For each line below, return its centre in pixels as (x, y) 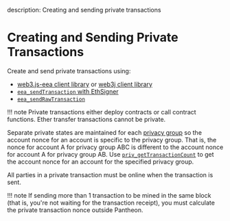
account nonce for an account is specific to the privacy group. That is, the (112, 140)
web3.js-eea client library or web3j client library (85, 84)
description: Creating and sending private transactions (84, 10)
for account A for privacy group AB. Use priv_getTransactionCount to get (111, 154)
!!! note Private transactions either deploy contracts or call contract (102, 112)
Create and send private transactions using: (69, 70)
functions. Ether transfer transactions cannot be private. (87, 119)
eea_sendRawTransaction (51, 99)
